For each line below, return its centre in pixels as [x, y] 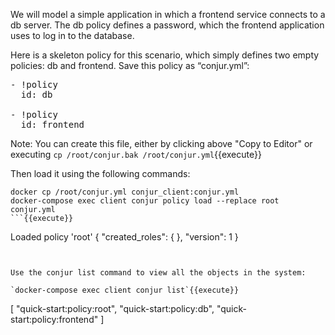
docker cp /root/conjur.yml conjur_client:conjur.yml [125, 192]
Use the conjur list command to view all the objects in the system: [158, 273]
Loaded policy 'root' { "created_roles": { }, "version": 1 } [124, 237]
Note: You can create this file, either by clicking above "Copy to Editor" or [161, 143]
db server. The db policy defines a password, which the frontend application [167, 25]
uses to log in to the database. [72, 35]
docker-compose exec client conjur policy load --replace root [145, 201]
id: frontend [52, 124]
